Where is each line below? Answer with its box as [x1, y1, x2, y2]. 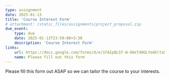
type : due [14, 31, 35, 36]
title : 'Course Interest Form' [5, 17, 71, 22]
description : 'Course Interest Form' [14, 41, 94, 46]
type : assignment [5, 7, 42, 13]
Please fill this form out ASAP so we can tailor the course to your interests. [5, 68, 160, 74]
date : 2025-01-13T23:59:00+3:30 [14, 36, 82, 41]
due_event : [5, 26, 28, 31]
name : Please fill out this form [14, 54, 85, 60]
